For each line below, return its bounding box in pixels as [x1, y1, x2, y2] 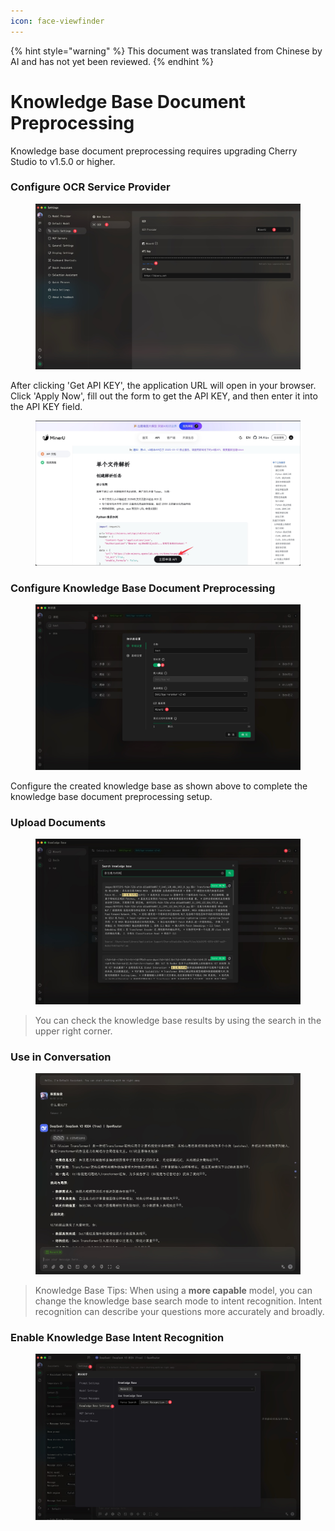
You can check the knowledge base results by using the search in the [34, 1014, 322, 1026]
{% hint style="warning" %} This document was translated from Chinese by [10, 45, 323, 57]
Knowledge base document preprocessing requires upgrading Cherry [10, 145, 298, 157]
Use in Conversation [10, 1050, 112, 1064]
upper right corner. [34, 1025, 113, 1037]
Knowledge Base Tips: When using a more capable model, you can [34, 1284, 313, 1296]
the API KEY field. [10, 401, 83, 413]
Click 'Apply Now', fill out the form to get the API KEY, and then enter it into [10, 390, 318, 402]
